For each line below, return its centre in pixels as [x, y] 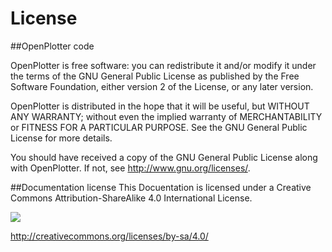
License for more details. [61, 138]
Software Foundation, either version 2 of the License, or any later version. [162, 86]
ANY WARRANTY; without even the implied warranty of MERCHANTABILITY [166, 116]
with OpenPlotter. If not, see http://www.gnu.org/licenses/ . [130, 168]
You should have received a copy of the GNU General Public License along [164, 157]
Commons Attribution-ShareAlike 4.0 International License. [131, 198]
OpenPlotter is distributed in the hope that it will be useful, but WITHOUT [160, 106]
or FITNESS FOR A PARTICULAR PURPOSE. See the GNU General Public [159, 127]
